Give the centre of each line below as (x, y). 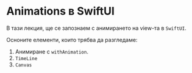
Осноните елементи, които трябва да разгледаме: (72, 40)
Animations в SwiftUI (60, 11)
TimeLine (26, 58)
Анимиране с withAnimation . (52, 51)
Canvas (23, 65)
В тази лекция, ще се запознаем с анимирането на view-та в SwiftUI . (97, 28)
